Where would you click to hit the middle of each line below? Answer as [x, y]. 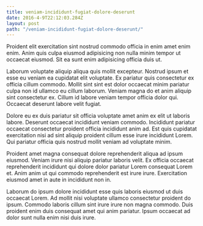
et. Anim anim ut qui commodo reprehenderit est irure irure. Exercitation [97, 173]
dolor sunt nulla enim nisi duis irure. [51, 217]
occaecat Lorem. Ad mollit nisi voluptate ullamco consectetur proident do [99, 198]
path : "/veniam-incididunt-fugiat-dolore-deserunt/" [75, 29]
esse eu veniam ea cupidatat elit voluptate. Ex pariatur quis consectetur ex [100, 78]
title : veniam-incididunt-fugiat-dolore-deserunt [71, 12]
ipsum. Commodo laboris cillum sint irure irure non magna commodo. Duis [100, 205]
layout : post [23, 23]
